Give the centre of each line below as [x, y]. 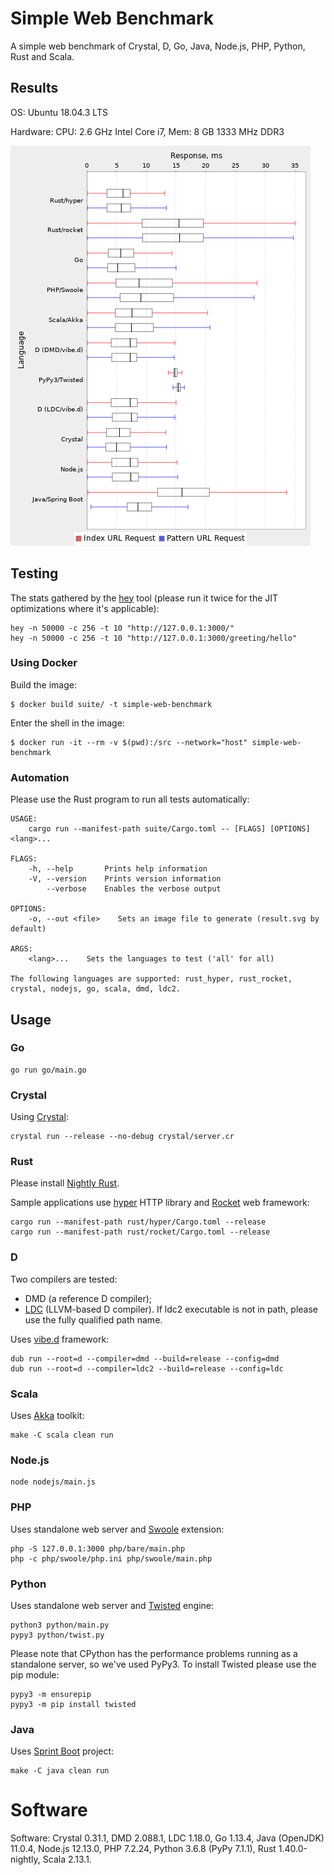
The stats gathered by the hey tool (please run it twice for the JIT [144, 598]
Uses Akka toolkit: [47, 1416]
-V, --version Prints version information [125, 879]
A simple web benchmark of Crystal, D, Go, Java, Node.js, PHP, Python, [158, 46]
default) [28, 929]
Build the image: [43, 684]
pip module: [35, 1674]
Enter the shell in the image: [67, 723]
